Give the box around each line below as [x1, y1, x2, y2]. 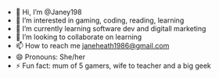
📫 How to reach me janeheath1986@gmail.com [15, 41, 170, 50]
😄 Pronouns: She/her [15, 52, 86, 62]
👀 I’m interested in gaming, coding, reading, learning [15, 16, 185, 25]
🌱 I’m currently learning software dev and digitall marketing [15, 24, 206, 33]
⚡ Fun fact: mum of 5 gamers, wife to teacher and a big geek [15, 61, 211, 70]
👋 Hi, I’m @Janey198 [15, 8, 82, 16]
